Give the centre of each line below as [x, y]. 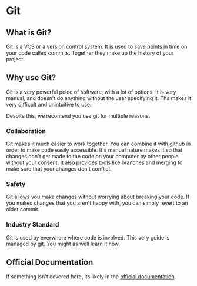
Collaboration [26, 131]
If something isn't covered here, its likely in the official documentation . [91, 276]
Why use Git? [31, 78]
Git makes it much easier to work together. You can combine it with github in [98, 144]
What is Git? [29, 33]
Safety [16, 184]
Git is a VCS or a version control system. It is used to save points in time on [97, 46]
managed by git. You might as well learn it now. [63, 244]
